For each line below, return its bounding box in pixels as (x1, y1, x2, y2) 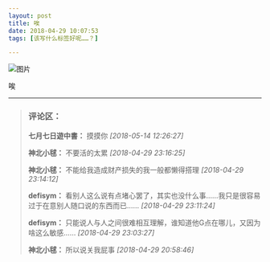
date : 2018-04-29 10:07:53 (8, 27, 99, 35)
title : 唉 (8, 19, 40, 27)
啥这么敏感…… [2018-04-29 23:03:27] (27, 227, 155, 237)
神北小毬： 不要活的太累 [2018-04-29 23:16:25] (27, 148, 186, 158)
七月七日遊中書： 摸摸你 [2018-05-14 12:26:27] (27, 130, 184, 141)
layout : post (8, 11, 52, 20)
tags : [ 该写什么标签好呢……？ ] (8, 34, 99, 43)
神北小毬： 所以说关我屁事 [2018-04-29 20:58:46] (27, 244, 194, 254)
